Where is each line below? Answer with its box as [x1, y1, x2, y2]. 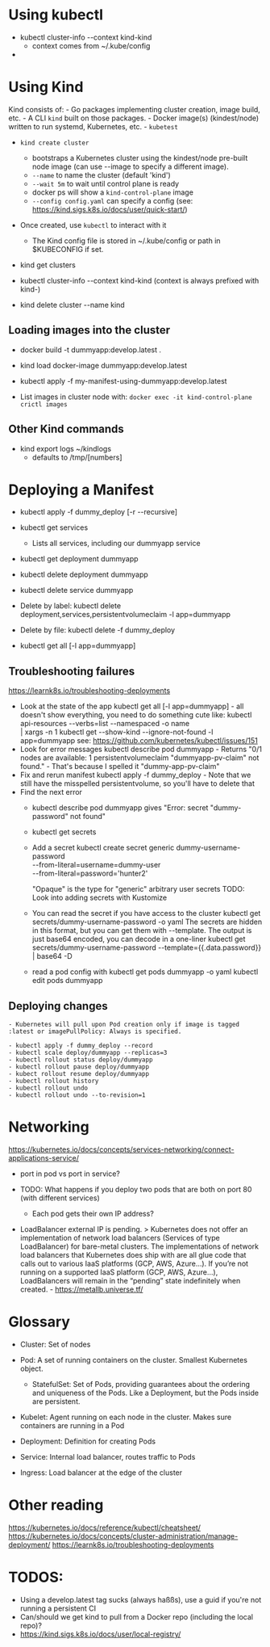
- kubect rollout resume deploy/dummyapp [8, 1070, 150, 1078]
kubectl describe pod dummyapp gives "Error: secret [31, 803, 209, 813]
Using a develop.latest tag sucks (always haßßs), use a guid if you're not [19, 1594, 262, 1604]
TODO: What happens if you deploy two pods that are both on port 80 [19, 1185, 252, 1194]
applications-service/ [8, 1153, 79, 1162]
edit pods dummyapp [31, 976, 103, 985]
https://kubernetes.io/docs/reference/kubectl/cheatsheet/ [8, 1523, 201, 1532]
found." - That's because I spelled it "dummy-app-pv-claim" [19, 762, 220, 771]
